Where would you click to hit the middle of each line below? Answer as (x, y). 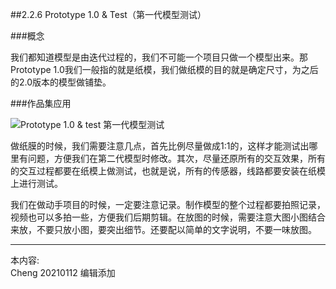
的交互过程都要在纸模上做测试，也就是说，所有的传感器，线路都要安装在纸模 (168, 171)
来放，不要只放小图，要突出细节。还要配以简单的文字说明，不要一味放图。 (163, 229)
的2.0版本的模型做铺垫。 (61, 82)
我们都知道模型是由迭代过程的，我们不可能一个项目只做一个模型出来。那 (159, 57)
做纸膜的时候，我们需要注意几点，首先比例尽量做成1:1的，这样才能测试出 (160, 146)
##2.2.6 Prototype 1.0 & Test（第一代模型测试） (108, 14)
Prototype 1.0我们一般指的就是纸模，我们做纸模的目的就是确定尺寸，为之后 (164, 69)
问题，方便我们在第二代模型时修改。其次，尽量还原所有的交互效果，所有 (176, 158)
